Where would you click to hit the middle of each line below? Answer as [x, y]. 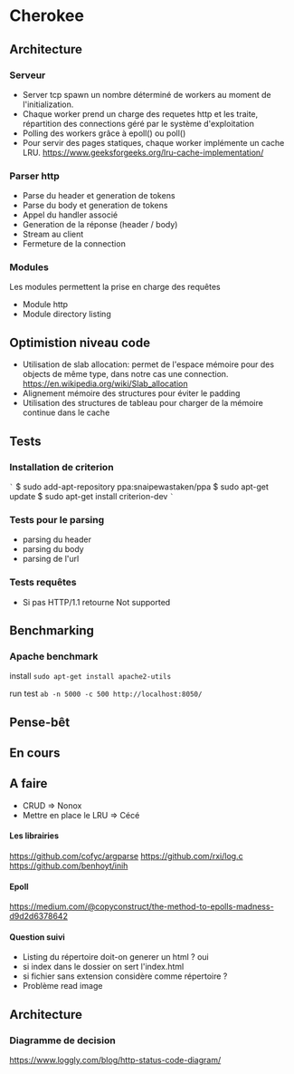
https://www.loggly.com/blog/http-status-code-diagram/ [115, 1060]
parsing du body [53, 549]
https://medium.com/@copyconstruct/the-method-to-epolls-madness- [142, 906]
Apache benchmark [54, 656]
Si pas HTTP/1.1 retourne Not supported [96, 602]
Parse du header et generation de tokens [99, 196]
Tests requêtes [43, 583]
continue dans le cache [66, 412]
